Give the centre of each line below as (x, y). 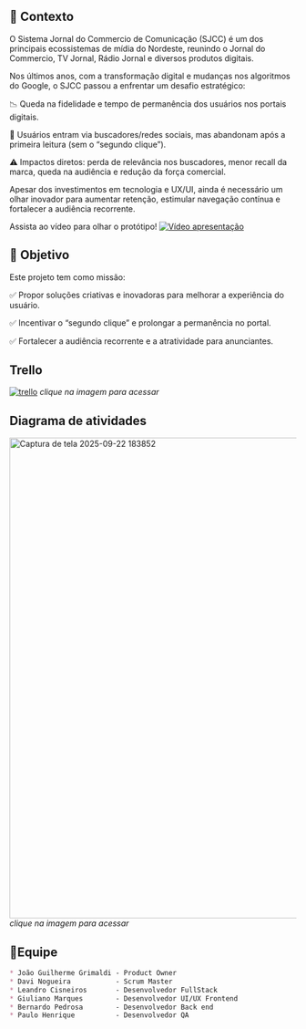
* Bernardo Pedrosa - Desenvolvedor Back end (112, 1007)
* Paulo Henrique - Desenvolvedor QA (99, 1015)
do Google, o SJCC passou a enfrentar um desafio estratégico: (127, 85)
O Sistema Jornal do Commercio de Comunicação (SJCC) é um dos (137, 38)
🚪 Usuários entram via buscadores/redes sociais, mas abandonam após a (148, 134)
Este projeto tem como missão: (67, 277)
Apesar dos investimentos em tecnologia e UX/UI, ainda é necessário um (146, 189)
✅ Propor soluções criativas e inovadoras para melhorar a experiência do (147, 295)
